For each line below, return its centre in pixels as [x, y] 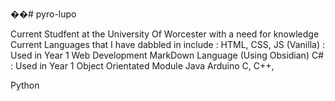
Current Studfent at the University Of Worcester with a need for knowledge [165, 34]
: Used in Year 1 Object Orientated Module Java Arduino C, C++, [142, 66]
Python [25, 85]
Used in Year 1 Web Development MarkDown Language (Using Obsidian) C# [167, 55]
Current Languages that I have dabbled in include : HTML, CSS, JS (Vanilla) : [167, 44]
